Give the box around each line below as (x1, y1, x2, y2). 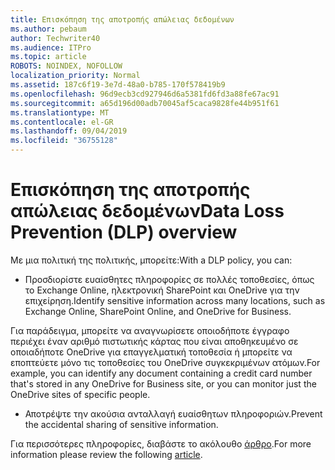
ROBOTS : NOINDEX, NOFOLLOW (10, 61, 123, 71)
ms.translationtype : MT (10, 107, 110, 118)
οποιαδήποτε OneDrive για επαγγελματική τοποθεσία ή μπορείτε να (10, 346, 293, 358)
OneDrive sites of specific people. (10, 388, 151, 400)
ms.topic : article (10, 52, 87, 62)
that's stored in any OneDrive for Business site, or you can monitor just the (10, 377, 317, 390)
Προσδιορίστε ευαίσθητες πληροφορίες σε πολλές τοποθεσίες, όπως (24, 273, 315, 285)
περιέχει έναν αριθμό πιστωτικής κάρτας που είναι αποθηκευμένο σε (10, 335, 299, 347)
